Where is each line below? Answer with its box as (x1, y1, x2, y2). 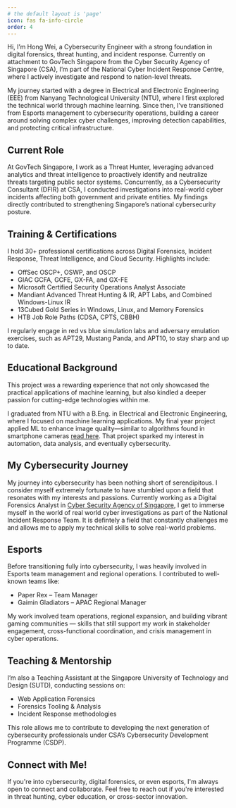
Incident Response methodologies (17, 709, 117, 719)
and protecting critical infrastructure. (7, 124, 114, 132)
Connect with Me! (7, 759, 87, 771)
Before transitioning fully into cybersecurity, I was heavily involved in (7, 562, 207, 571)
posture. (7, 208, 32, 216)
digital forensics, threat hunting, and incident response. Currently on (7, 50, 206, 58)
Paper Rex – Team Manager (17, 591, 98, 599)
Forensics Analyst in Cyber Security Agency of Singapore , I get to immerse (7, 501, 225, 509)
